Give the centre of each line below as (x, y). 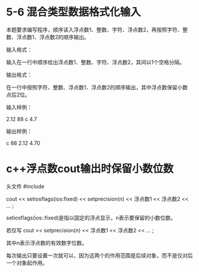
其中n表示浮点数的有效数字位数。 (47, 242)
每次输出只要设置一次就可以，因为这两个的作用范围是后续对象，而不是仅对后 (99, 255)
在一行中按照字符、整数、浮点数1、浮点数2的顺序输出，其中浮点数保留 (92, 87)
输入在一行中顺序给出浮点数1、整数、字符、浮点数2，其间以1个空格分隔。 (95, 62)
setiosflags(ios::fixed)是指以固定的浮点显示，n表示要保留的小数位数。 (91, 218)
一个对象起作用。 (27, 263)
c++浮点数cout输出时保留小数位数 (90, 169)
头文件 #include (25, 186)
